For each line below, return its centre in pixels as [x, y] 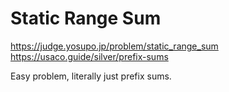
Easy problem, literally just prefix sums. [91, 76]
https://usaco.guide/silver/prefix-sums [89, 56]
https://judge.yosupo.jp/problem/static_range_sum [114, 46]
